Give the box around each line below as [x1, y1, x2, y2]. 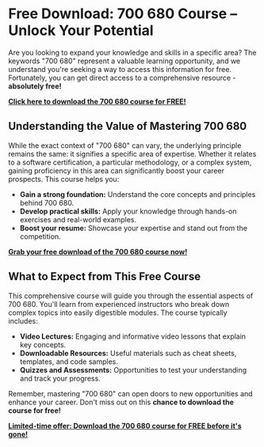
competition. [19, 231, 61, 241]
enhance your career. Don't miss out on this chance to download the [8, 397, 234, 407]
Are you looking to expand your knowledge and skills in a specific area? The [8, 47, 257, 57]
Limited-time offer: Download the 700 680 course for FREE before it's [8, 421, 242, 430]
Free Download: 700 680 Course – [8, 5, 238, 23]
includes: [8, 316, 38, 325]
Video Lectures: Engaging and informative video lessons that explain [19, 331, 247, 341]
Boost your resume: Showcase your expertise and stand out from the [19, 223, 248, 233]
